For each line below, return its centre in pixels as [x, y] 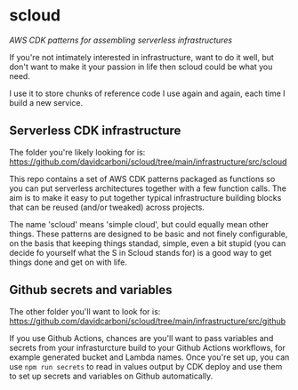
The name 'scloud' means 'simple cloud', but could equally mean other [139, 224]
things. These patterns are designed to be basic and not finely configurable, [149, 234]
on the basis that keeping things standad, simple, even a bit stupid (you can [148, 243]
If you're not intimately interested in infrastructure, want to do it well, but [141, 57]
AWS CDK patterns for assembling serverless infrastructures [121, 40]
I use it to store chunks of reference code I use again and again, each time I [148, 93]
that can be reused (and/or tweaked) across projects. [107, 207]
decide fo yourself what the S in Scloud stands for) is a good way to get [141, 252]
